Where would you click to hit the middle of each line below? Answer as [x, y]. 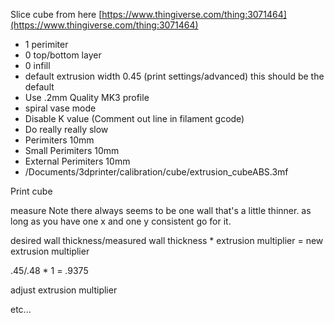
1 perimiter [46, 44]
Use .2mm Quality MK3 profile [87, 97]
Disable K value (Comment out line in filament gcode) [134, 118]
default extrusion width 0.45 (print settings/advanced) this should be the [174, 76]
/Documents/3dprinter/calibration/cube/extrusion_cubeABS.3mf [156, 172]
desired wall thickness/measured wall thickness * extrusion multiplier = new [167, 240]
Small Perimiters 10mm [72, 150]
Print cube [31, 191]
